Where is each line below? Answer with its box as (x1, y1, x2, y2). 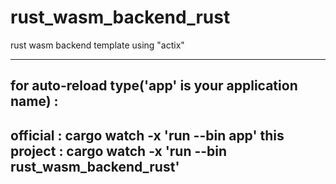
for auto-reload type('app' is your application (10, 77, 298, 95)
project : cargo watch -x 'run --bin (10, 142, 228, 160)
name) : (10, 93, 59, 110)
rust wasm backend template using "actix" (10, 39, 185, 51)
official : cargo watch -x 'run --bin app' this (10, 127, 285, 144)
